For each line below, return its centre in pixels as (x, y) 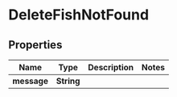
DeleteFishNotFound (79, 15)
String (68, 81)
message (30, 81)
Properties (35, 45)
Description (111, 67)
